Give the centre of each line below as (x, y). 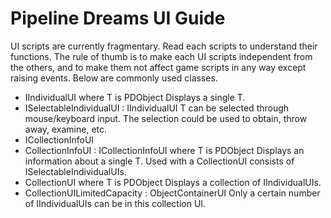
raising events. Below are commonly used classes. (114, 78)
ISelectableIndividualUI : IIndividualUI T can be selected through (157, 108)
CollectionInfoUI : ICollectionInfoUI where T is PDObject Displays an (164, 150)
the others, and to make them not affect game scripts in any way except (158, 67)
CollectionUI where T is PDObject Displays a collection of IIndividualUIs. (173, 182)
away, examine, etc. (66, 129)
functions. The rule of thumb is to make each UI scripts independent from (161, 56)
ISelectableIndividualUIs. (75, 171)
